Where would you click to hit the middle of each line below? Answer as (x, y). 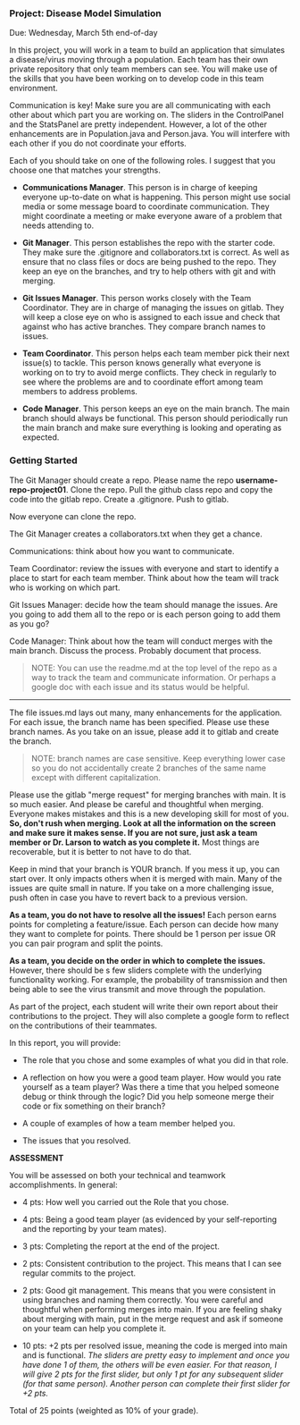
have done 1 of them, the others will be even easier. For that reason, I (149, 1364)
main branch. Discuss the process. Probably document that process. (135, 650)
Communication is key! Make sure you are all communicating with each (140, 105)
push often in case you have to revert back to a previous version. (129, 898)
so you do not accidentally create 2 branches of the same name (148, 768)
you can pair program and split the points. (86, 943)
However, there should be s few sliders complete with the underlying (136, 970)
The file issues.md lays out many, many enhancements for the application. (146, 712)
